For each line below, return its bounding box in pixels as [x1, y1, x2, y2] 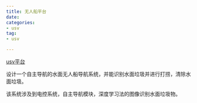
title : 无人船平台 [6, 8, 47, 15]
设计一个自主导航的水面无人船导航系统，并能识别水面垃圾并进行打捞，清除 [6, 71, 186, 77]
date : [6, 14, 19, 20]
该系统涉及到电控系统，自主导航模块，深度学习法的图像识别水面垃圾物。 [6, 91, 181, 97]
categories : [6, 19, 35, 25]
